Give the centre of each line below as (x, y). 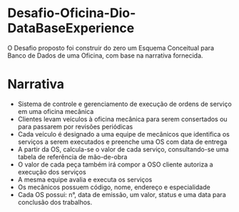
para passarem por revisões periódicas (75, 127)
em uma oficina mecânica (56, 111)
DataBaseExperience (71, 28)
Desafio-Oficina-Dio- (72, 13)
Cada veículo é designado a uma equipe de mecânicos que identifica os (123, 134)
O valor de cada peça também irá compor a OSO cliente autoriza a (115, 164)
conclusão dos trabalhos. (55, 202)
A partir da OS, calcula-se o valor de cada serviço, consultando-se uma (123, 149)
